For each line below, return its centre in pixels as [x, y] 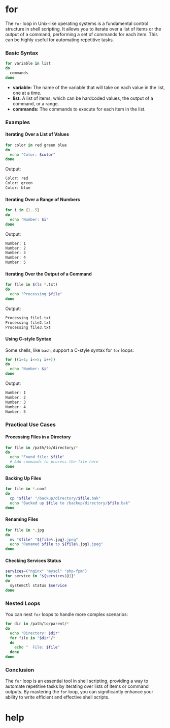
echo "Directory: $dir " [35, 633]
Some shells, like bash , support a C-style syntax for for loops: [70, 350]
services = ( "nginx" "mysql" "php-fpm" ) [46, 571]
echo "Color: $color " [33, 155]
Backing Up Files [23, 478]
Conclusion [20, 669]
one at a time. [27, 93]
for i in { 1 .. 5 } [22, 210]
